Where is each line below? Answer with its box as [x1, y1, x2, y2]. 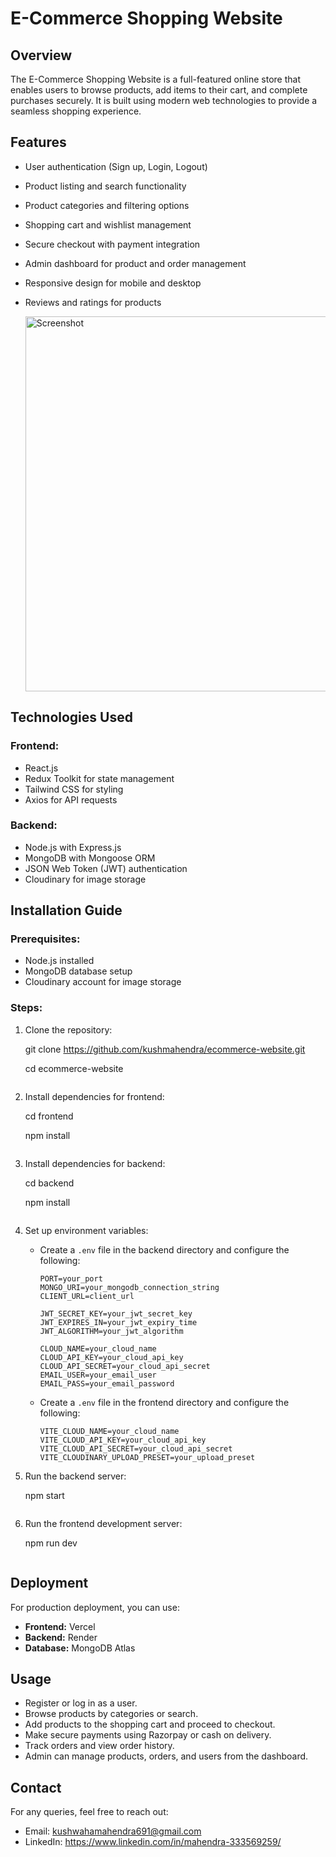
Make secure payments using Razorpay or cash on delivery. [24, 1729, 272, 1741]
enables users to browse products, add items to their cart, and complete [10, 84, 308, 96]
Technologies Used [10, 709, 133, 726]
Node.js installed [24, 955, 95, 967]
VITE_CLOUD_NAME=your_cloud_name [39, 1426, 180, 1436]
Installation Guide [10, 902, 123, 919]
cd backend [24, 1177, 75, 1189]
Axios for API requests [24, 793, 118, 806]
